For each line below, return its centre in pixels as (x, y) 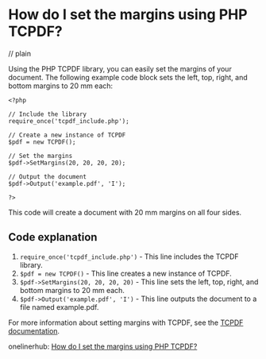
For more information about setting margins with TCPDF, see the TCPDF (126, 322)
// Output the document (48, 176)
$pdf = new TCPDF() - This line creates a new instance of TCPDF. (125, 273)
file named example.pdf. (59, 307)
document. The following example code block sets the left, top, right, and (128, 77)
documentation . (34, 330)
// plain (20, 53)
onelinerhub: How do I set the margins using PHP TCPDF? (103, 346)
